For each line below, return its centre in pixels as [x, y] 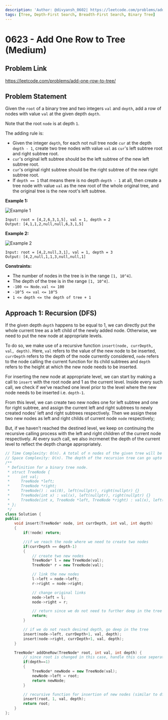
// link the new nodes [55, 574]
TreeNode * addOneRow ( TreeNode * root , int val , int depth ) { [78, 653]
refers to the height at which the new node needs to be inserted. [71, 367]
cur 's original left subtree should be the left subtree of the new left [80, 159]
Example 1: [17, 201]
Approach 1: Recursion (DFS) [51, 313]
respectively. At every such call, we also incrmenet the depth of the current [83, 439]
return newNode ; [49, 681]
